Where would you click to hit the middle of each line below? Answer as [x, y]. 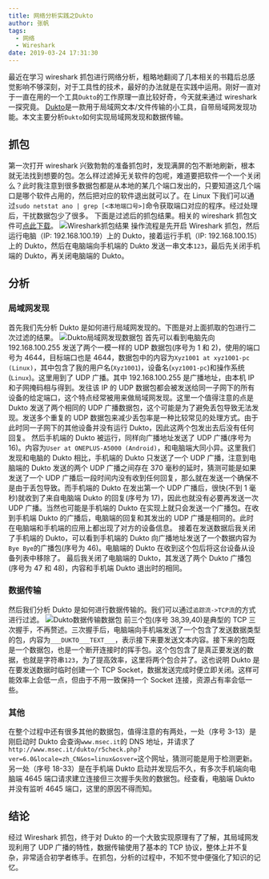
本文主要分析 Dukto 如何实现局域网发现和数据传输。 [105, 117]
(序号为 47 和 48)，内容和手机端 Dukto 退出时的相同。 [97, 568]
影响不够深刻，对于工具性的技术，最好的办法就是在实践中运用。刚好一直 [134, 87]
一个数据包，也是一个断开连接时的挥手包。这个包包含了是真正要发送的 [130, 650]
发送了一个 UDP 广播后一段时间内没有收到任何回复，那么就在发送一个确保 [130, 477]
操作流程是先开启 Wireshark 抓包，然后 [195, 225]
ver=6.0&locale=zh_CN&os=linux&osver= [73, 760]
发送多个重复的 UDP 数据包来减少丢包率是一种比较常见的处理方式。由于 [140, 417]
